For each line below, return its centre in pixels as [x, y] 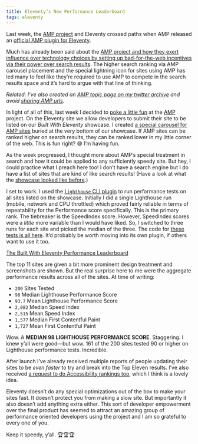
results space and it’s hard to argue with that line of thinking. [80, 83]
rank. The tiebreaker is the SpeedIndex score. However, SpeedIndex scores [98, 216]
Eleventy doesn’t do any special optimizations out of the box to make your [96, 391]
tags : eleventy [25, 17]
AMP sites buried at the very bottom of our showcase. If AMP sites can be [96, 131]
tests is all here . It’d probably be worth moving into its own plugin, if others [97, 235]
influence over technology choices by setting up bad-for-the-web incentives [99, 58]
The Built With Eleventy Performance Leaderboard [67, 253]
